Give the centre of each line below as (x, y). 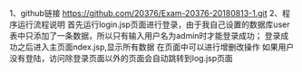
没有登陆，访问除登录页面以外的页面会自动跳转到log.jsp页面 (121, 58)
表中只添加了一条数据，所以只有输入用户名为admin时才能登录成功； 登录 (145, 36)
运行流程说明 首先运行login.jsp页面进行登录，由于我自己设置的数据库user (153, 24)
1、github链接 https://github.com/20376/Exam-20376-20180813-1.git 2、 (146, 13)
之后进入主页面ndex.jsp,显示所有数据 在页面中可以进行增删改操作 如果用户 (156, 47)
